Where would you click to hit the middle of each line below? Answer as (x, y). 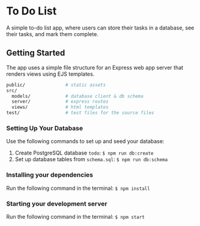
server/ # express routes (60, 102)
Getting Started (36, 53)
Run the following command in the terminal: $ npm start (76, 216)
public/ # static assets (56, 85)
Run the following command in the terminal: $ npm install (78, 188)
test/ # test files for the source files (80, 113)
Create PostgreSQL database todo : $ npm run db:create (84, 153)
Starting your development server (57, 204)
